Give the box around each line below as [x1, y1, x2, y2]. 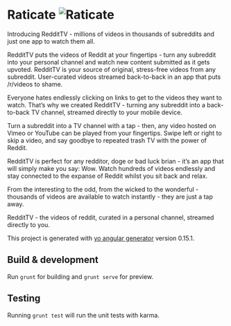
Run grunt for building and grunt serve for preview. [7, 272, 154, 280]
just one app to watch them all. [7, 37, 95, 45]
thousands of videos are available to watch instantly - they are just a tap [7, 192, 214, 201]
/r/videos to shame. [7, 80, 63, 88]
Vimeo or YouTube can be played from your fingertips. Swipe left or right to [7, 129, 222, 137]
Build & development [7, 254, 99, 266]
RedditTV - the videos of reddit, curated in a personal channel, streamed [7, 213, 214, 221]
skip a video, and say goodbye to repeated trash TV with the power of [7, 136, 207, 145]
